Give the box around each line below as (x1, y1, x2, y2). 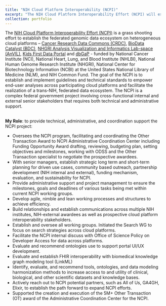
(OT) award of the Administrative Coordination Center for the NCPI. (12, 296, 149, 302)
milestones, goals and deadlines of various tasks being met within (12, 186, 147, 191)
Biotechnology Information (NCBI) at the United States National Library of (5, 67, 154, 73)
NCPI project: (5, 123, 33, 129)
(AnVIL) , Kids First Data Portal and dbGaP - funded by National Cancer (5, 51, 149, 57)
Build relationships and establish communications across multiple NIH (12, 206, 154, 212)
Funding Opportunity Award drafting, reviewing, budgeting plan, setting (12, 144, 158, 150)
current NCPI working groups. (12, 191, 74, 196)
